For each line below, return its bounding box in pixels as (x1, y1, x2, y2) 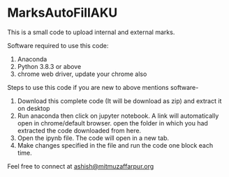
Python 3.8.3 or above (17, 62, 82, 70)
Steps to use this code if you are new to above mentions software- (7, 83, 199, 91)
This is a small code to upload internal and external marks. (7, 28, 175, 36)
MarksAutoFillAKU (7, 5, 118, 21)
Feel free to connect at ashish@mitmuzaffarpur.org (7, 162, 154, 170)
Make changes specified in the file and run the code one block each (17, 141, 214, 149)
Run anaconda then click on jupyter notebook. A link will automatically (17, 111, 219, 120)
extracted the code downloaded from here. (17, 126, 142, 134)
